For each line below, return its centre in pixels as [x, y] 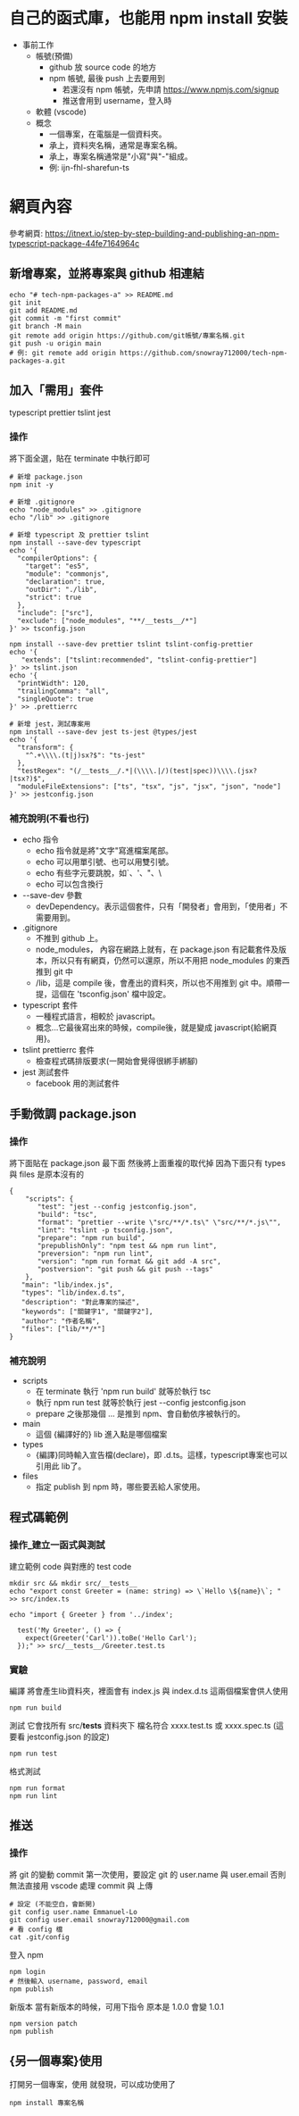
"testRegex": [42, 771]
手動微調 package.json [73, 1114]
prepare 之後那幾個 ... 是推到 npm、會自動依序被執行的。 [140, 1414]
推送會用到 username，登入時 [117, 100]
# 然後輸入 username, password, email [79, 1981]
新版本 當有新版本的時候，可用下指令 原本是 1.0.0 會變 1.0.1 [117, 2006]
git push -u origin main [55, 343]
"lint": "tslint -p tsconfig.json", [105, 1230]
